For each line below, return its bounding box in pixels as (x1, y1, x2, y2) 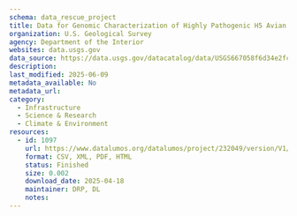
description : (9, 63, 57, 71)
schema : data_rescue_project (9, 12, 117, 22)
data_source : (9, 54, 57, 63)
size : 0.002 (25, 168, 69, 177)
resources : (9, 128, 49, 137)
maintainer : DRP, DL (25, 185, 101, 194)
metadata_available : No (9, 78, 97, 87)
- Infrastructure (17, 103, 81, 112)
